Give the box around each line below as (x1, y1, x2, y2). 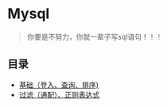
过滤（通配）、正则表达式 (18, 90, 100, 99)
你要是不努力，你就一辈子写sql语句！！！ (26, 32, 163, 41)
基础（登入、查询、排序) (18, 80, 99, 90)
